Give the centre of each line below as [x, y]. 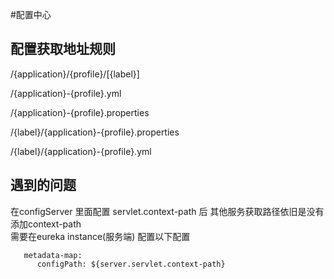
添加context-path [46, 224]
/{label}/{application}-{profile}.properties [95, 132]
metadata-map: [53, 255]
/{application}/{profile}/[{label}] [75, 74]
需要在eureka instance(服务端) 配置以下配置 [100, 236]
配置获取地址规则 [63, 49]
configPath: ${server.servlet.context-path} [131, 264]
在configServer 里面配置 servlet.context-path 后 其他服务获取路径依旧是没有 [167, 211]
